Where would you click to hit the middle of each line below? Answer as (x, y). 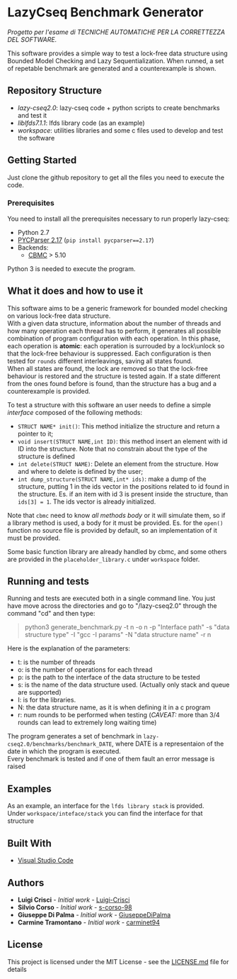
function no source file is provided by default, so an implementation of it (112, 530)
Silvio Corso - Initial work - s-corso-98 (75, 907)
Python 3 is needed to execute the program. (71, 269)
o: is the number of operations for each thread (85, 670)
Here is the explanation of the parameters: (69, 648)
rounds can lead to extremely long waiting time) (87, 723)
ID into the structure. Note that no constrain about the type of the (112, 448)
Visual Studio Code (46, 861)
